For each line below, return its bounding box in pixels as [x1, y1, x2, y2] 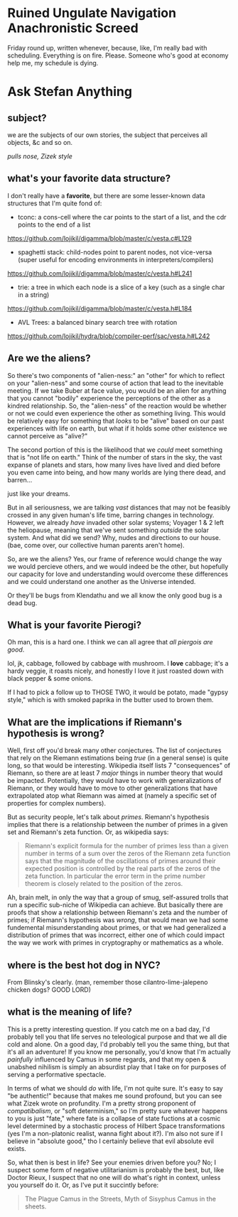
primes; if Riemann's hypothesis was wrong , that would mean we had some [7, 916, 229, 924]
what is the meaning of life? [7, 1006, 133, 1018]
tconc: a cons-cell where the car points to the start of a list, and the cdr [17, 212, 227, 221]
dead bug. [7, 598, 38, 607]
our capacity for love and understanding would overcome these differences [7, 570, 229, 578]
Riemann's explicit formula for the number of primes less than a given [24, 842, 229, 850]
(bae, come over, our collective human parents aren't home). [7, 541, 185, 549]
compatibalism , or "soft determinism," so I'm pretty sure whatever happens [7, 1106, 228, 1115]
